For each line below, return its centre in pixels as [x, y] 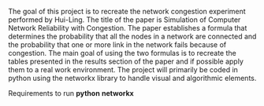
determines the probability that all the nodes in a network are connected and [132, 36]
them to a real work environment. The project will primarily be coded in [123, 69]
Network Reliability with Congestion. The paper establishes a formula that [128, 28]
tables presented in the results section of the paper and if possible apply [126, 61]
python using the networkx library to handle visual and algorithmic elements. [132, 78]
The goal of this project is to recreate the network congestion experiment [127, 11]
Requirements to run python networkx [71, 93]
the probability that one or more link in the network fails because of [117, 45]
